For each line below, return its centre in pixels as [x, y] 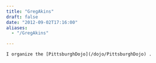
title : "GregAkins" [30, 11]
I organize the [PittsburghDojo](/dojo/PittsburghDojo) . [79, 54]
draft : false [22, 17]
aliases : [17, 28]
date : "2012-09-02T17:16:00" [42, 22]
